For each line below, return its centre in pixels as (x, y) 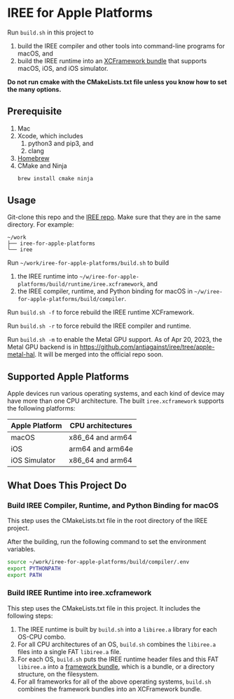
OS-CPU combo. (42, 637)
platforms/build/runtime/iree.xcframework (80, 285)
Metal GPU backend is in (43, 347)
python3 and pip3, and (61, 143)
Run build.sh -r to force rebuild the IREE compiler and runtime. (99, 326)
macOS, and (35, 53)
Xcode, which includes (50, 135)
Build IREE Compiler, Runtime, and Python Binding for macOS (113, 505)
